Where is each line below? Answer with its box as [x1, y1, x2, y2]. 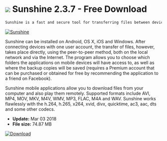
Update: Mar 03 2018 [12, 116, 57, 122]
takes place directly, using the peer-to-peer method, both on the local [5, 49, 148, 55]
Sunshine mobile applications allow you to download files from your [5, 85, 144, 91]
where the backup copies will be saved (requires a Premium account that [5, 65, 155, 70]
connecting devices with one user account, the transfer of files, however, [5, 44, 155, 50]
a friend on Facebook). [5, 75, 52, 81]
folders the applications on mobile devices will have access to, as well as [5, 60, 155, 66]
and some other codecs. [5, 106, 55, 112]
